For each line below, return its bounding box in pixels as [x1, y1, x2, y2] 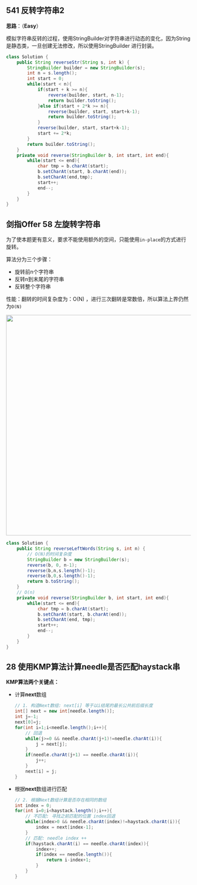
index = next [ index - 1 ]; [36, 824, 94, 830]
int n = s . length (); [27, 70, 77, 76]
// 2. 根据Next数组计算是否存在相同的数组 [14, 797, 107, 803]
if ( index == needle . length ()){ [36, 851, 113, 857]
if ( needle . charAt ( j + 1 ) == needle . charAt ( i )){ [25, 752, 139, 758]
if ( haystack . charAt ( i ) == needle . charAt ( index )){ [25, 840, 150, 847]
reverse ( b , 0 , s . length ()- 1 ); [27, 573, 96, 579]
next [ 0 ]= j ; [14, 719, 42, 725]
